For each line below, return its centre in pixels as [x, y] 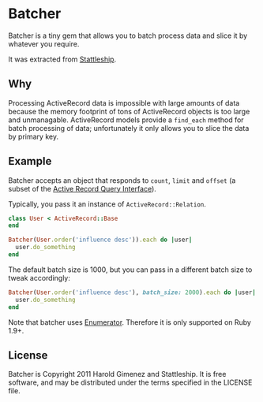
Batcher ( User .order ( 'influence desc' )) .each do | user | [100, 240]
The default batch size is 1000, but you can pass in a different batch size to [130, 270]
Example [30, 161]
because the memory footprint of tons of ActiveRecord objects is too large [129, 111]
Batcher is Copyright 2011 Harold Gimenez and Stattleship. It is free [117, 374]
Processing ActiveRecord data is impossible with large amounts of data [124, 102]
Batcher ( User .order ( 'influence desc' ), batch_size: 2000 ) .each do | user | [132, 292]
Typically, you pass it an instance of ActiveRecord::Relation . [107, 204]
